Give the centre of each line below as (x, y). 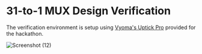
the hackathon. (25, 33)
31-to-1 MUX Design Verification (89, 11)
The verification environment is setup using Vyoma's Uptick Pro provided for (101, 27)
